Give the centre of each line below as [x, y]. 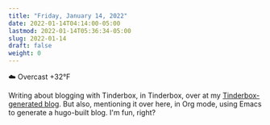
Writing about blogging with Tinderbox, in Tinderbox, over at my [115, 95]
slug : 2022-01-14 [37, 38]
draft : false [30, 46]
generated [25, 104]
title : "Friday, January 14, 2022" [68, 16]
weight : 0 [25, 53]
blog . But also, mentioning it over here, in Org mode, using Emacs [153, 104]
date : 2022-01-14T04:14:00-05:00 [64, 23]
